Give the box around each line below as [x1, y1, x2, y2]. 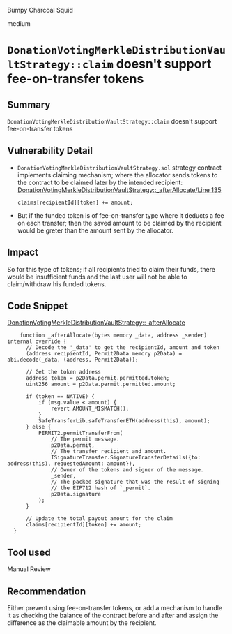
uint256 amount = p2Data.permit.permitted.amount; [25, 381, 176, 388]
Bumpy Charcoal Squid [7, 6, 73, 14]
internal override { [7, 338, 68, 345]
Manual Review [7, 565, 51, 573]
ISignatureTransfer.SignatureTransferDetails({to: [51, 454, 201, 462]
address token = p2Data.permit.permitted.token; [25, 375, 170, 382]
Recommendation [7, 585, 86, 597]
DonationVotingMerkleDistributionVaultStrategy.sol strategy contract [17, 163, 222, 172]
